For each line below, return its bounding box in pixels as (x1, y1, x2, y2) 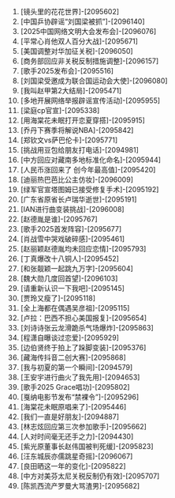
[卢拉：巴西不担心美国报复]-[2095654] (20, 313, 147, 323)
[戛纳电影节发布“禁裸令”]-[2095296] (20, 392, 140, 402)
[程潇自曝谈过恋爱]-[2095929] (20, 333, 119, 342)
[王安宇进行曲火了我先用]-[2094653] (20, 372, 140, 382)
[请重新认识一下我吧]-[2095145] (20, 284, 125, 292)
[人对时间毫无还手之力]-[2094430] (20, 432, 134, 441)
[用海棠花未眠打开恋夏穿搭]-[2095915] (20, 115, 145, 125)
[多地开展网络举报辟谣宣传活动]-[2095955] (20, 96, 161, 105)
